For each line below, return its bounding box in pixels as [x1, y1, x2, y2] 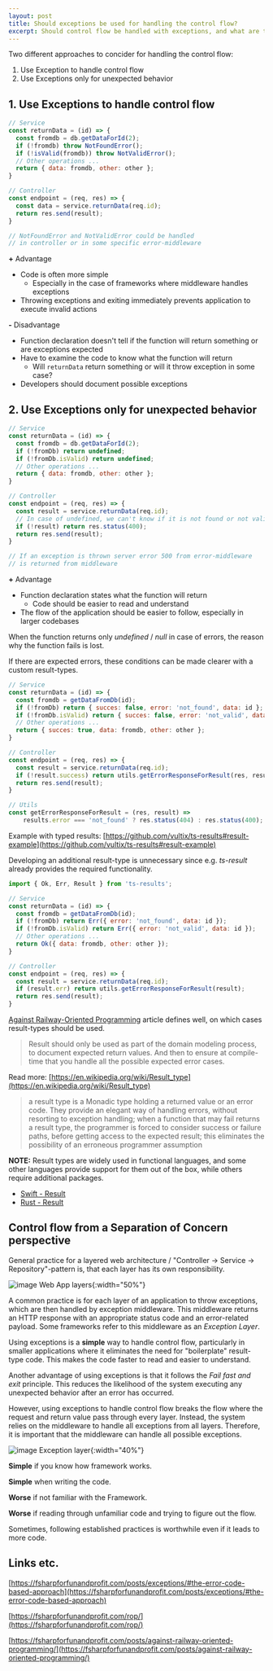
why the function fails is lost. [8, 641, 105, 650]
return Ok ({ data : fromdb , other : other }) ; [15, 940, 169, 948]
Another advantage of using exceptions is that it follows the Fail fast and [8, 1370, 251, 1380]
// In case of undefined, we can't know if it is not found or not [15, 515, 249, 523]
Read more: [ [8, 1072, 52, 1081]
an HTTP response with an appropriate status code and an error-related [8, 1313, 249, 1322]
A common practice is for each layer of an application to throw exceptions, [8, 1296, 258, 1305]
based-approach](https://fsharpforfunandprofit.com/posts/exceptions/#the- [8, 1586, 264, 1596]
